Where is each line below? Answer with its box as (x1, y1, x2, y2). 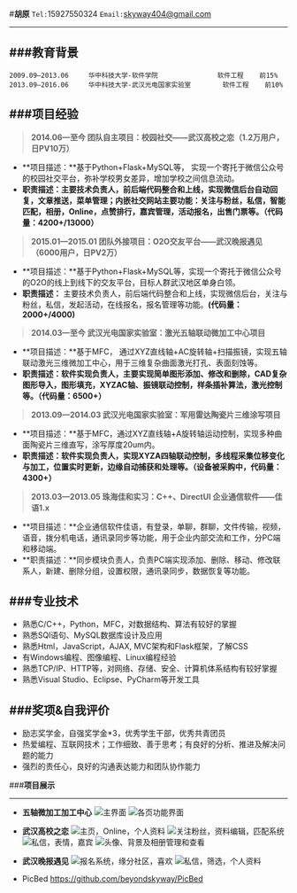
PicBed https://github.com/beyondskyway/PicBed (21, 874, 203, 884)
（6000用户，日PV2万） (30, 247, 122, 258)
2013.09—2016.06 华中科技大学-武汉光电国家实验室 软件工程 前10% (9, 80, 284, 89)
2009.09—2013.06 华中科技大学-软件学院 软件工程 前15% (9, 71, 278, 80)
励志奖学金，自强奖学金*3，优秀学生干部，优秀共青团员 (21, 728, 226, 739)
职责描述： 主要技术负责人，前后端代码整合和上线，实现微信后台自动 (21, 183, 270, 194)
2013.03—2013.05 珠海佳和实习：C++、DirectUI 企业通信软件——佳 (30, 491, 283, 501)
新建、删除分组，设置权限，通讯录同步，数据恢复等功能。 (45, 565, 255, 576)
